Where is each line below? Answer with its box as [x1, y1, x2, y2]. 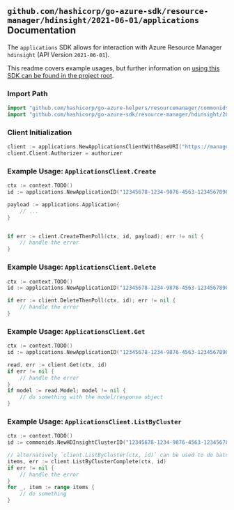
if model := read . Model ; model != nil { [7, 387, 127, 394]
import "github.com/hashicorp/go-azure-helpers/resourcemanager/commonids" [7, 105, 232, 111]
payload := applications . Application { [7, 201, 120, 208]
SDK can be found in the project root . [7, 71, 114, 79]
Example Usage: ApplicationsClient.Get [7, 326, 146, 336]
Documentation [7, 24, 77, 36]
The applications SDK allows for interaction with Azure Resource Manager [7, 42, 222, 52]
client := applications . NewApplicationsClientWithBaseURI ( [7, 144, 182, 150]
